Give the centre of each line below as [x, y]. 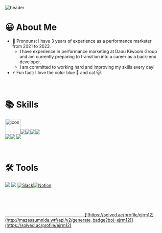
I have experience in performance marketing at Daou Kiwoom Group [88, 51]
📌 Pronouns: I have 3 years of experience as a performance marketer [82, 41]
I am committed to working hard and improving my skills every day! [87, 67]
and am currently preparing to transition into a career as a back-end [88, 56]
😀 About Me [31, 27]
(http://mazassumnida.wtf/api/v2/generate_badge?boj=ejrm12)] [69, 220]
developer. [30, 62]
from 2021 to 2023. [32, 46]
